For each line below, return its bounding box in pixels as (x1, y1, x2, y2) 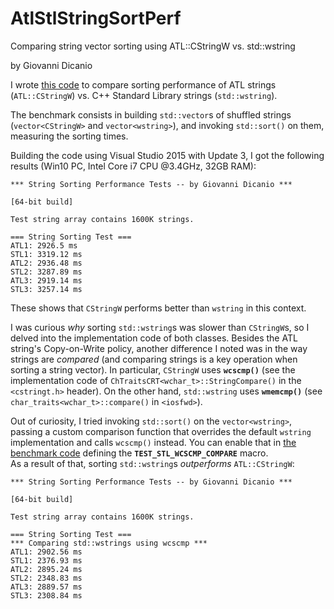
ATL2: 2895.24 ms (10, 564, 83, 574)
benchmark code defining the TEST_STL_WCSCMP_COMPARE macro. (10, 447, 269, 459)
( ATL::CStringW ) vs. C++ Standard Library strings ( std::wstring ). (10, 89, 278, 101)
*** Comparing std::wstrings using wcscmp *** (10, 538, 208, 548)
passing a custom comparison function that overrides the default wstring (10, 425, 312, 437)
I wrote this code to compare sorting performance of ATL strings (10, 78, 277, 91)
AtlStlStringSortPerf (10, 7, 182, 30)
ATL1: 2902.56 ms (10, 547, 83, 557)
